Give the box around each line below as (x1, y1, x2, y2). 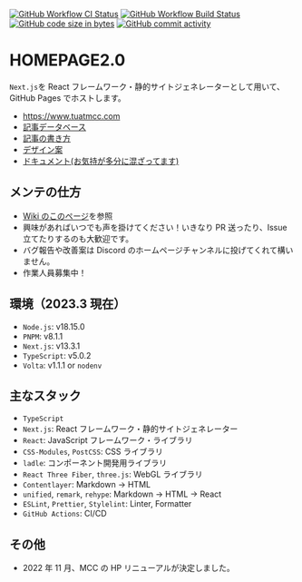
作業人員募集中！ (22, 267, 87, 278)
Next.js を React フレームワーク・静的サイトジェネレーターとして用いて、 (9, 81, 286, 92)
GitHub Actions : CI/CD (22, 508, 107, 519)
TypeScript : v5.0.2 (22, 350, 92, 360)
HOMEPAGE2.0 (9, 50, 126, 71)
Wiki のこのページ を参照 (22, 210, 113, 222)
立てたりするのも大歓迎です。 (22, 232, 134, 244)
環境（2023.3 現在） (9, 296, 126, 312)
